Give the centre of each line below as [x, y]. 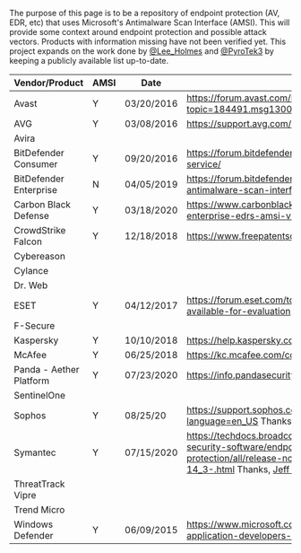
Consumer [36, 164]
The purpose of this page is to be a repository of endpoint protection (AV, [145, 13]
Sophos [30, 415]
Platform [32, 381]
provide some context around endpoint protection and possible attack [138, 32]
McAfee [30, 355]
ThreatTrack [39, 484]
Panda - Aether [47, 369]
